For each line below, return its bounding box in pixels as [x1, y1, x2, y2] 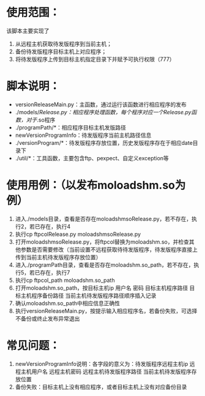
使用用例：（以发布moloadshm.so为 [6, 179, 186, 192]
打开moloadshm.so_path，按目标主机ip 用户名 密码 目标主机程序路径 [15, 284, 188, 292]
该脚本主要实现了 [6, 27, 50, 34]
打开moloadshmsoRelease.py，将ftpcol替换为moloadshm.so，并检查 [15, 238, 190, 246]
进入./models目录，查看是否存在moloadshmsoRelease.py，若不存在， [15, 215, 192, 222]
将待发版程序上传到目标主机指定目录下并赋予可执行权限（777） [15, 55, 176, 63]
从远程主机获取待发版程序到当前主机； [15, 40, 112, 47]
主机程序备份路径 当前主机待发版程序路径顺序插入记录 [20, 292, 157, 299]
